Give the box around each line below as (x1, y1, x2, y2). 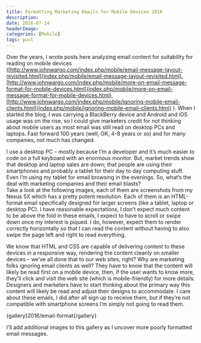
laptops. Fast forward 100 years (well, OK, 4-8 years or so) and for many (6, 130, 186, 137)
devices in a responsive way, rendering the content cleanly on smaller (6, 249, 179, 256)
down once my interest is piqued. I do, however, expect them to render (6, 218, 182, 226)
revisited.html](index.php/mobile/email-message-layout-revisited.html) (6, 73, 182, 79)
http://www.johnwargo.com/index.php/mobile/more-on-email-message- (8, 79, 188, 86)
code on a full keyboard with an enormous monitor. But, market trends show (6, 155, 195, 161)
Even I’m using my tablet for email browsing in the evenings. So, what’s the (6, 174, 191, 181)
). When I (172, 105, 196, 111)
